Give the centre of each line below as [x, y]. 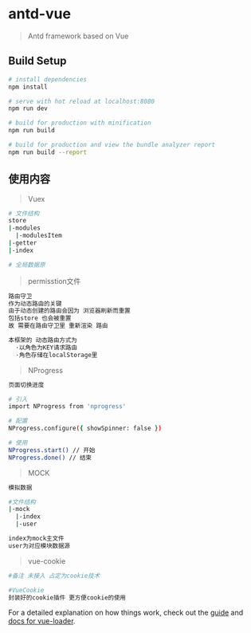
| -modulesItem [39, 236]
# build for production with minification [80, 123]
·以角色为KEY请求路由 [47, 348]
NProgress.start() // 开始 [52, 450]
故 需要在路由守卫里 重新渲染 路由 [58, 326]
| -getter [23, 243]
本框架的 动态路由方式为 [43, 340]
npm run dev [28, 108]
